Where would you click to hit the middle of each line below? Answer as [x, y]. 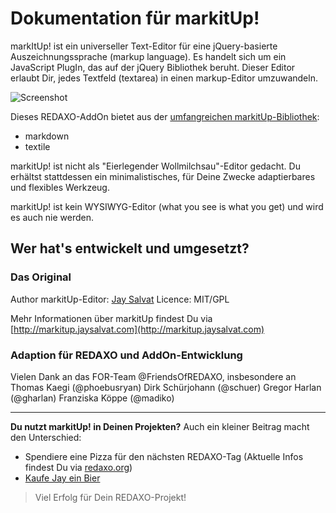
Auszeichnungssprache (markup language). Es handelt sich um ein [148, 56]
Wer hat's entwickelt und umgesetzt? [130, 248]
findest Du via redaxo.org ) [78, 467]
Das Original [41, 277]
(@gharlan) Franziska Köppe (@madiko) [92, 398]
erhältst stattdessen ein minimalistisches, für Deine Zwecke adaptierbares [163, 176]
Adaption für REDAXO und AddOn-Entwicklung [126, 355]
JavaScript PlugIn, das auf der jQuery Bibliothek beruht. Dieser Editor [153, 67]
